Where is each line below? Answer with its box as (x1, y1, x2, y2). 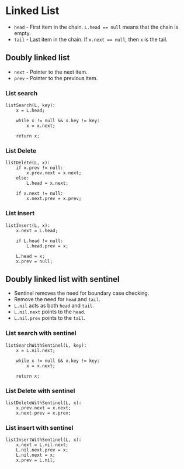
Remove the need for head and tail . (13, 296, 100, 303)
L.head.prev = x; (26, 243, 68, 249)
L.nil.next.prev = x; (16, 447, 68, 453)
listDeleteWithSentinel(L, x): (5, 400, 82, 406)
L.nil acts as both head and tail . (13, 302, 95, 309)
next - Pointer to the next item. (13, 68, 88, 75)
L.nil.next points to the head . (13, 308, 86, 315)
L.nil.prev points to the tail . (13, 315, 86, 322)
